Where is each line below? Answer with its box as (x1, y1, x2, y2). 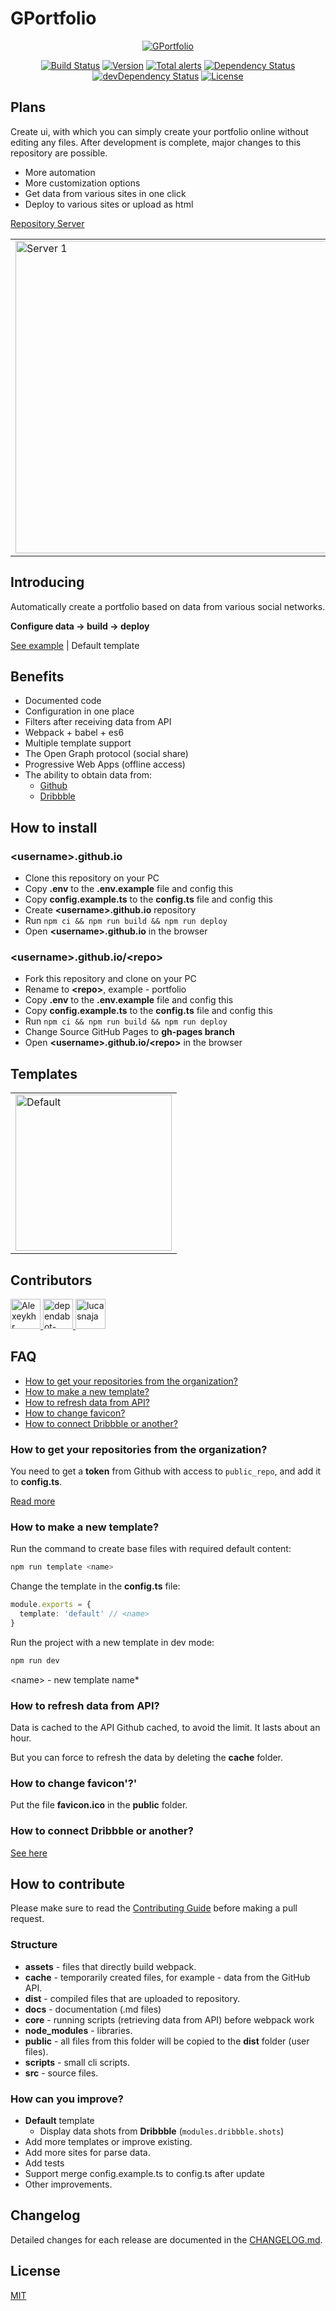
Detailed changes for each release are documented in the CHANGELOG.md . (10, 2233, 323, 2246)
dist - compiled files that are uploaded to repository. (24, 1992, 241, 2004)
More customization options (24, 177, 141, 189)
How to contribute (10, 1876, 126, 1893)
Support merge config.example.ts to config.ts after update (24, 2168, 265, 2180)
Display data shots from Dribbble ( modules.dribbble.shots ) (39, 2125, 285, 2137)
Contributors (10, 1272, 93, 1289)
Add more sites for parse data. (24, 2147, 151, 2159)
